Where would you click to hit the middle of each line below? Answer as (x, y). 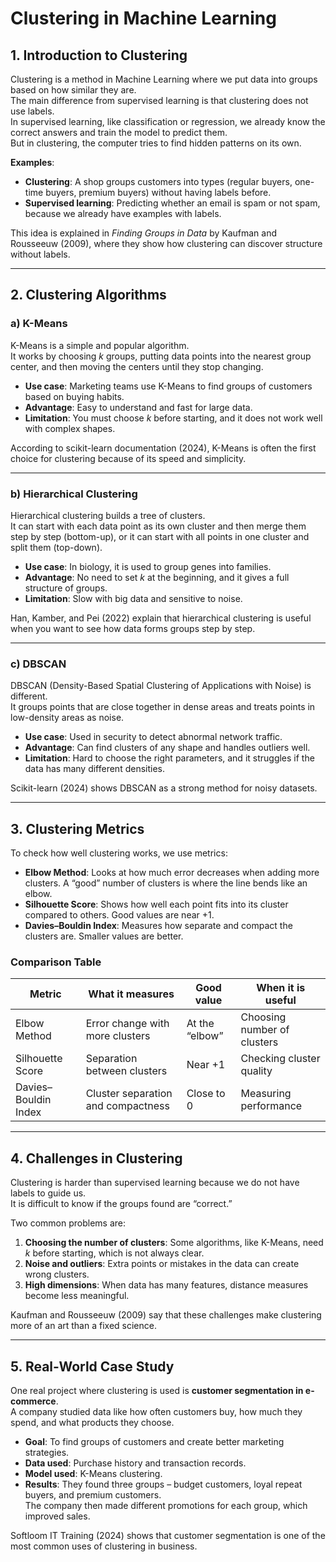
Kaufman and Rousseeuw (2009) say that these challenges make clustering (166, 1315)
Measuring (266, 1094)
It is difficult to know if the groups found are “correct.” (121, 1204)
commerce (33, 1401)
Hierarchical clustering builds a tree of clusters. (108, 515)
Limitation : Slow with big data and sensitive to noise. (133, 598)
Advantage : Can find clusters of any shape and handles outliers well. (167, 748)
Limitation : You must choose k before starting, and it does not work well (173, 418)
